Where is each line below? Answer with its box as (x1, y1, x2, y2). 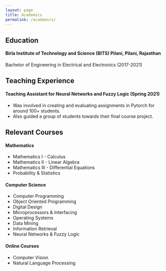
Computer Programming (12, 193, 64, 199)
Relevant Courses (5, 128, 64, 136)
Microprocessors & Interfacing (12, 210, 77, 216)
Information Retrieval (12, 226, 57, 232)
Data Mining (12, 220, 38, 226)
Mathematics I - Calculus (12, 154, 66, 160)
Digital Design (12, 204, 43, 210)
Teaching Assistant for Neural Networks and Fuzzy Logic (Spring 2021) (5, 91, 160, 97)
